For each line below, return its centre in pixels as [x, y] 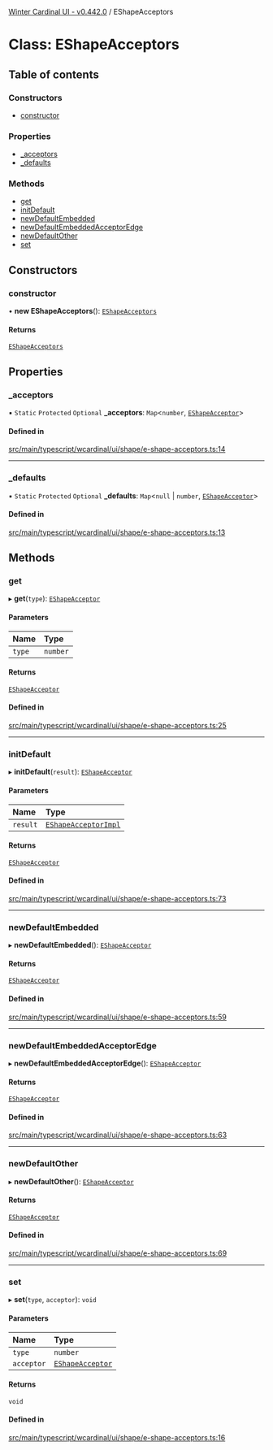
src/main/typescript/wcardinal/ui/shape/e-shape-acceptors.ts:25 [118, 726]
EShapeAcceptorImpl [83, 825]
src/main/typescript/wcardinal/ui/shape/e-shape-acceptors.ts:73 [117, 898]
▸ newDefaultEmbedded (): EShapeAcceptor [80, 945]
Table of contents [54, 74]
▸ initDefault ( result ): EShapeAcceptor [70, 772]
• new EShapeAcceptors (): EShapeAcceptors [82, 311]
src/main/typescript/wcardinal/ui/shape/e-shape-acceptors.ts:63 [118, 1135]
